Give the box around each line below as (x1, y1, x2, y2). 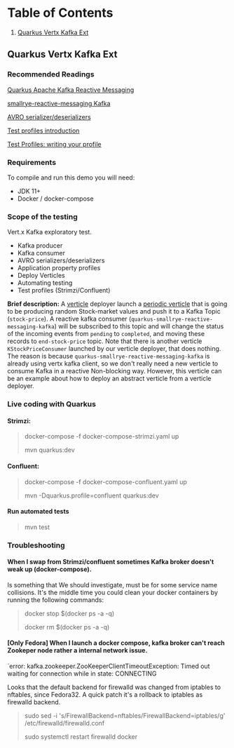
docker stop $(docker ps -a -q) (24, 609, 115, 617)
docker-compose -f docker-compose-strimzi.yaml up (24, 432, 179, 441)
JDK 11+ (17, 187, 41, 195)
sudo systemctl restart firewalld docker (24, 733, 138, 741)
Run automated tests (7, 507, 69, 516)
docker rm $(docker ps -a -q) (24, 622, 110, 631)
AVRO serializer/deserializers (7, 112, 91, 121)
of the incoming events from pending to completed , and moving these (7, 330, 205, 338)
